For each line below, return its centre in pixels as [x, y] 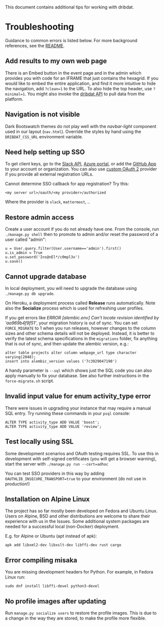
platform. [14, 99]
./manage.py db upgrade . [30, 293]
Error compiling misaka [41, 560]
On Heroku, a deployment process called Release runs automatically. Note [80, 303]
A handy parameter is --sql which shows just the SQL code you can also [79, 370]
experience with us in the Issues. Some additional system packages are [77, 522]
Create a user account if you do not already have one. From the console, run [82, 229]
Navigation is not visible [43, 115]
